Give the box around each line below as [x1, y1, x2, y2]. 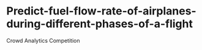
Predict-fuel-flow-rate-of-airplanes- [6, 4, 197, 18]
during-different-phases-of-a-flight [6, 17, 193, 31]
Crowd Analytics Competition [6, 37, 80, 44]
